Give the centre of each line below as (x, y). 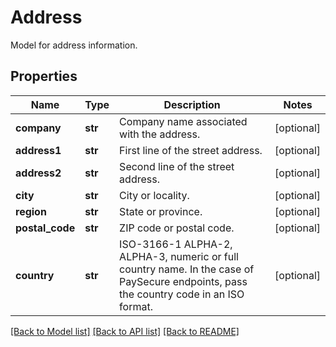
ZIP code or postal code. (177, 228)
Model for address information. (74, 45)
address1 (38, 150)
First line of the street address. (191, 150)
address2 (38, 173)
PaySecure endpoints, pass (183, 281)
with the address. (160, 134)
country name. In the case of (187, 269)
